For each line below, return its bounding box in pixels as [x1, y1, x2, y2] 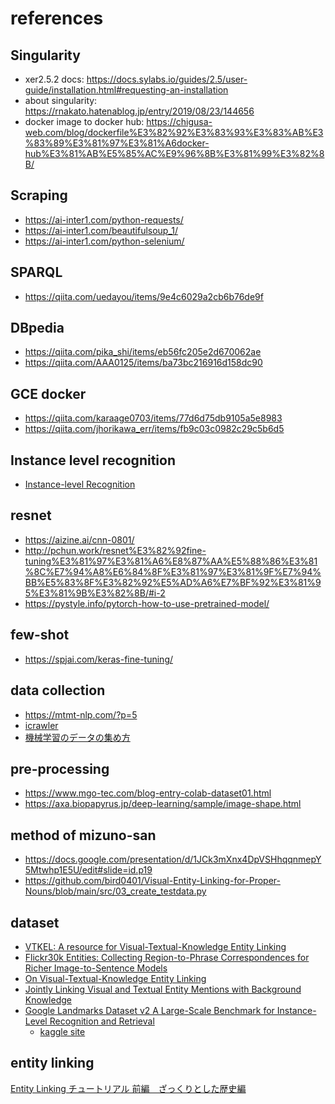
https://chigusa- [146, 116, 213, 127]
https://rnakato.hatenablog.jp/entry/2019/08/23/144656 [24, 105, 255, 117]
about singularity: [24, 95, 98, 106]
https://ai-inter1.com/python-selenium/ [24, 235, 185, 247]
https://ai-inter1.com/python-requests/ [24, 213, 184, 226]
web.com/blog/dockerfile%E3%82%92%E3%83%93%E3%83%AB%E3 [24, 127, 324, 138]
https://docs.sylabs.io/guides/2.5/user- [86, 73, 248, 85]
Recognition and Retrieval [49, 1015, 155, 1027]
